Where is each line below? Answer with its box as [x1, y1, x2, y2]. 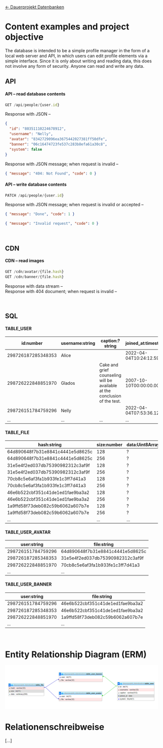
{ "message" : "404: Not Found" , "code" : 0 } [5, 171, 97, 176]
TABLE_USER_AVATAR [5, 529, 51, 535]
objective [5, 32, 44, 43]
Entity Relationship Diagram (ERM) [5, 649, 147, 660]
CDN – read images [5, 258, 45, 264]
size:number [97, 441, 123, 448]
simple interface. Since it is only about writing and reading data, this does [5, 58, 152, 64]
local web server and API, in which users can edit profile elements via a [5, 53, 148, 59]
